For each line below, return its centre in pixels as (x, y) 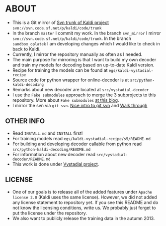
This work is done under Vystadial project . (56, 164)
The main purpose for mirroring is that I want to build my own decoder (84, 59)
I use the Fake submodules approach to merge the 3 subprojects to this (84, 95)
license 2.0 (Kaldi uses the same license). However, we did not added (85, 197)
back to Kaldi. (26, 49)
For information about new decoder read (54, 154)
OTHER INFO (25, 121)
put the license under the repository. (49, 213)
